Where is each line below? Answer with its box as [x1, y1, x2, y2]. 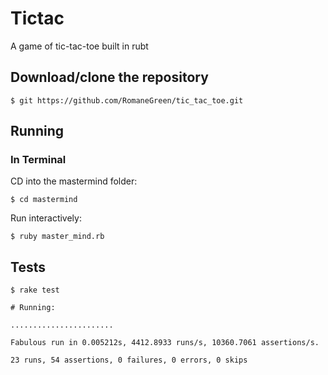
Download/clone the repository [10, 69, 209, 86]
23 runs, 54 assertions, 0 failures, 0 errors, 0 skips [10, 355, 248, 366]
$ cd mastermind [10, 195, 78, 205]
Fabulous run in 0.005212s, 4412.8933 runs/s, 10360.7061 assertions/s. [10, 338, 320, 348]
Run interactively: [10, 212, 82, 224]
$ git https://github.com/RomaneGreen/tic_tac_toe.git [10, 95, 244, 106]
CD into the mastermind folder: [10, 175, 138, 187]
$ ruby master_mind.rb [10, 232, 105, 242]
